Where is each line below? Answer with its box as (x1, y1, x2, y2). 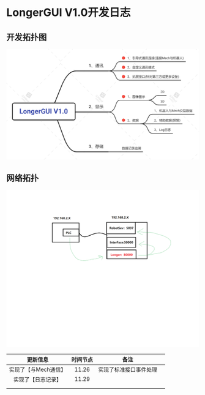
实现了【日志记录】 (13, 375, 62, 383)
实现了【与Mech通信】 (9, 366, 67, 374)
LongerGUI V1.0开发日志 (6, 6, 131, 20)
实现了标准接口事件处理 (98, 366, 158, 374)
